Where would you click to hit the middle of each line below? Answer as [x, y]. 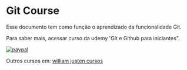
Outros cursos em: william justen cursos [55, 61]
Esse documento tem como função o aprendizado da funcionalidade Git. [94, 27]
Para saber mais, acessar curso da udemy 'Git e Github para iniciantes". [93, 38]
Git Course [33, 11]
